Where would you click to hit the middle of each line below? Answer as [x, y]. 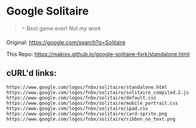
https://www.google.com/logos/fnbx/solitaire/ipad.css [77, 108]
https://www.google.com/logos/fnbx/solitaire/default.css [81, 98]
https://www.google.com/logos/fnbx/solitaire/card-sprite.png [87, 113]
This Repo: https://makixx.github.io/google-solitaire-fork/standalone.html [98, 54]
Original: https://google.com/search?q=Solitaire [66, 42]
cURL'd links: [31, 73]
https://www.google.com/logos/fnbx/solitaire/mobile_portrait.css [92, 103]
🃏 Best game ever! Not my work [61, 28]
